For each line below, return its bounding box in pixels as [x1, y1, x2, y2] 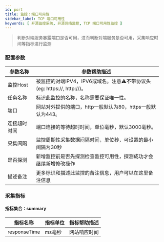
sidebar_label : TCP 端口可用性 [5, 16, 65, 21]
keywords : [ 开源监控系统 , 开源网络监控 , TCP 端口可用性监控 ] [5, 21, 123, 26]
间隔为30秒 [36, 144, 62, 151]
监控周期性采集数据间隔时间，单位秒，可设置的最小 [36, 136, 154, 143]
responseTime [7, 228, 41, 235]
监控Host [7, 81, 28, 88]
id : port [5, 7, 23, 12]
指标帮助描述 [69, 219, 99, 226]
